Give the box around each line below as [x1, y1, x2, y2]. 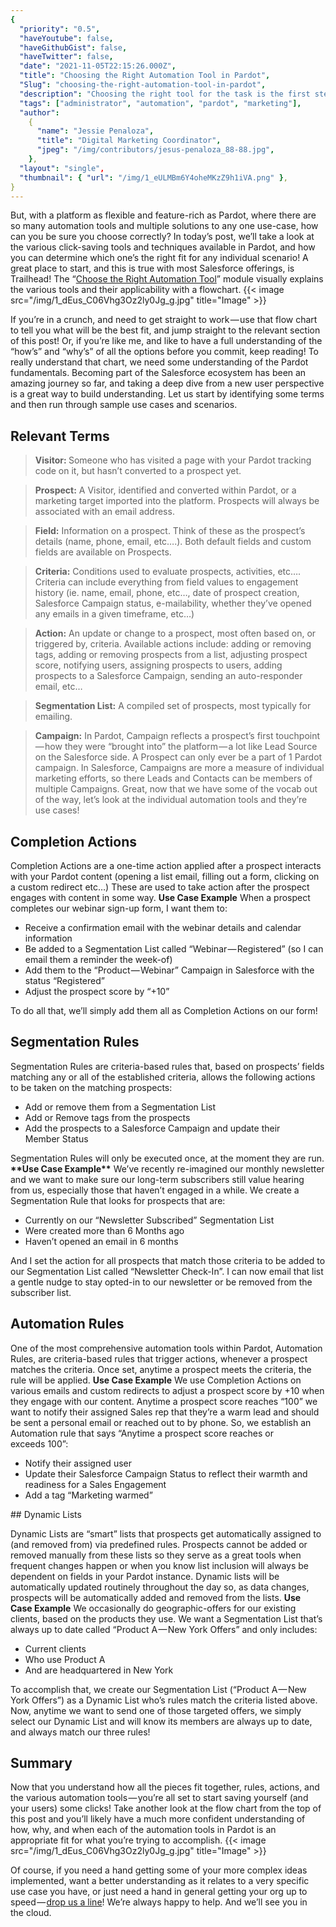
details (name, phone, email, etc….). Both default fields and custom [34, 536, 312, 548]
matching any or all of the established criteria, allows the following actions [10, 1071, 316, 1083]
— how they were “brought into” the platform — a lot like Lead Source [34, 741, 318, 753]
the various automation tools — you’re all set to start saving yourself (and [10, 1792, 309, 1804]
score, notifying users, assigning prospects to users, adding [34, 659, 283, 671]
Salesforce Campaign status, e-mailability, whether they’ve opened [34, 597, 312, 610]
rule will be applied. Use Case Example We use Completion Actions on [10, 1374, 302, 1386]
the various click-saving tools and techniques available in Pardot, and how [10, 241, 316, 253]
